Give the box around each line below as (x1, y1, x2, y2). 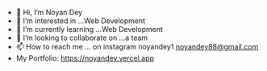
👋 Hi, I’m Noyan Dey (15, 8, 83, 17)
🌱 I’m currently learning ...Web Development (15, 25, 164, 34)
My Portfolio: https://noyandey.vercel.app (15, 53, 155, 63)
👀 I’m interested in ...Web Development (15, 16, 146, 26)
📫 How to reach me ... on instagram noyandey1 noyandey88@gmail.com (15, 42, 259, 51)
